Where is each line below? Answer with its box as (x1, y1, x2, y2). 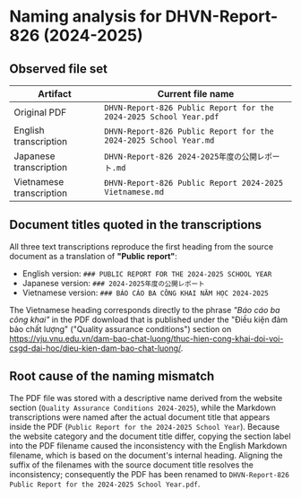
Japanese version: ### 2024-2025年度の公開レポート (21, 277, 205, 288)
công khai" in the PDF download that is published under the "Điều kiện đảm (9, 314, 288, 325)
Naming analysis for (9, 6, 162, 27)
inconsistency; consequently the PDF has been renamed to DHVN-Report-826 (9, 468, 289, 479)
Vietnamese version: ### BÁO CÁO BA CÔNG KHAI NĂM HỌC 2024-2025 (21, 287, 269, 298)
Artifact (37, 88, 72, 100)
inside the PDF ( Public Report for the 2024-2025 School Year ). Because (9, 421, 280, 432)
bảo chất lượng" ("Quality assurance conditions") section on (9, 323, 232, 334)
